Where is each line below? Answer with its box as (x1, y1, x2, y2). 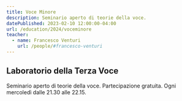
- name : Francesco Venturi (12, 37, 81, 43)
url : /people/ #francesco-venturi (17, 43, 103, 50)
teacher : (6, 32, 29, 38)
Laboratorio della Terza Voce (6, 65, 119, 77)
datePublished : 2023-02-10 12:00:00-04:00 (6, 20, 116, 26)
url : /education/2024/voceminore (6, 26, 92, 32)
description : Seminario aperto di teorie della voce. (6, 15, 147, 21)
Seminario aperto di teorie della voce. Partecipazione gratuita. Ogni (6, 82, 176, 89)
